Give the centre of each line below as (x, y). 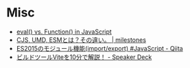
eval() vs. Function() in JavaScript (64, 32)
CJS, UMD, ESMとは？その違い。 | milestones (81, 40)
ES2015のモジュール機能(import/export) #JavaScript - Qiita (99, 48)
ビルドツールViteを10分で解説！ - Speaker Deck (84, 57)
